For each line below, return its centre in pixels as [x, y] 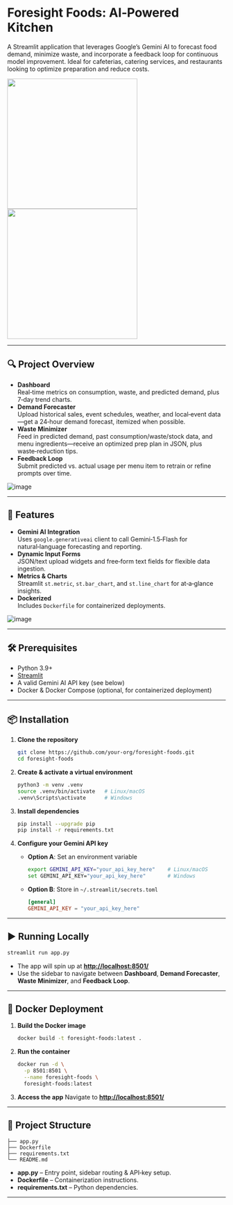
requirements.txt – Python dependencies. [78, 1187]
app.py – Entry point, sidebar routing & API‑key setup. [94, 1172]
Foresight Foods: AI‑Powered [93, 13]
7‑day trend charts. [44, 399]
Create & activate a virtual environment [75, 772]
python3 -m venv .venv [50, 785]
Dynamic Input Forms [49, 554]
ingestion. [32, 568]
